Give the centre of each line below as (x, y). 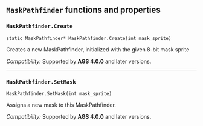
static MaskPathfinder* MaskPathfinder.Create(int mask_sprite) (89, 38)
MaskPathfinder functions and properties (84, 10)
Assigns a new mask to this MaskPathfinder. (61, 105)
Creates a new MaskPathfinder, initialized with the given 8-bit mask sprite (98, 49)
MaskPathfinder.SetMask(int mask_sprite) (59, 93)
